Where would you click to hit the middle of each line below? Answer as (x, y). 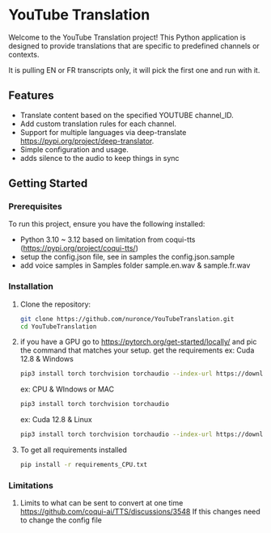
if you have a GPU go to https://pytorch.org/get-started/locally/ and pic (138, 342)
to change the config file (61, 520)
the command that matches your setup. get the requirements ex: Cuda (137, 350)
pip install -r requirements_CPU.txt (84, 465)
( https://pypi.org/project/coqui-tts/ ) (79, 248)
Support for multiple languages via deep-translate (103, 132)
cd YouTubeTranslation (58, 326)
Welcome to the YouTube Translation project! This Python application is (127, 37)
